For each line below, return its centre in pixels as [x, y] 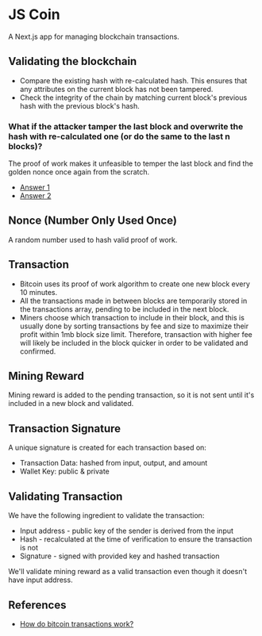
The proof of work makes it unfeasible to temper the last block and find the [131, 163]
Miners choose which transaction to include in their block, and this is [132, 317]
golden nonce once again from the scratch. [79, 172]
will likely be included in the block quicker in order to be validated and [134, 343]
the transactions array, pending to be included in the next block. [124, 309]
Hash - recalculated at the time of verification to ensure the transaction [136, 539]
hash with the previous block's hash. [80, 105]
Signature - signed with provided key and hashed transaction [119, 556]
